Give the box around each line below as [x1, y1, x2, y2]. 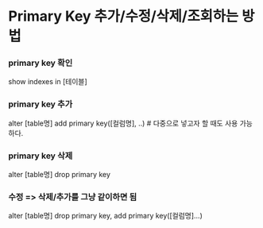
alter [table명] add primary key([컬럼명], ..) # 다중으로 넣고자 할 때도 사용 [8, 118, 238, 128]
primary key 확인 [8, 57, 73, 68]
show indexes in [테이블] [8, 77, 87, 87]
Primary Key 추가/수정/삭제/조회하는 [8, 7, 239, 25]
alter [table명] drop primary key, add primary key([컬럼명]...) [8, 211, 203, 221]
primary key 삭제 [8, 150, 73, 161]
